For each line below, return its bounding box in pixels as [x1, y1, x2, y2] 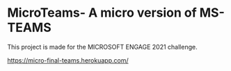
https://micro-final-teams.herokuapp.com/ [7, 56, 129, 64]
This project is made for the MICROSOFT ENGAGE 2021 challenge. [7, 42, 198, 51]
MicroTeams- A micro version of [7, 5, 197, 21]
